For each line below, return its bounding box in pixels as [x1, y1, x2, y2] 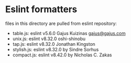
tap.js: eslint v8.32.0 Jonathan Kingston [12, 41, 96, 47]
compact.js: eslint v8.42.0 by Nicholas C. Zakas [12, 52, 112, 58]
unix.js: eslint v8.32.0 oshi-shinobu [12, 36, 86, 42]
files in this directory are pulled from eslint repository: [5, 20, 117, 26]
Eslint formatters [5, 4, 77, 15]
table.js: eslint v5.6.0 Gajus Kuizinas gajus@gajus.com [12, 30, 126, 36]
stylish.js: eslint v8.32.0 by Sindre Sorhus [12, 46, 99, 52]
